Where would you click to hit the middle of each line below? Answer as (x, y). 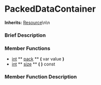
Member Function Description (41, 77)
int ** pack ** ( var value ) (38, 59)
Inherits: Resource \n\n (27, 22)
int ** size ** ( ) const (33, 64)
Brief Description (25, 35)
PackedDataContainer (50, 9)
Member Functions (28, 48)
